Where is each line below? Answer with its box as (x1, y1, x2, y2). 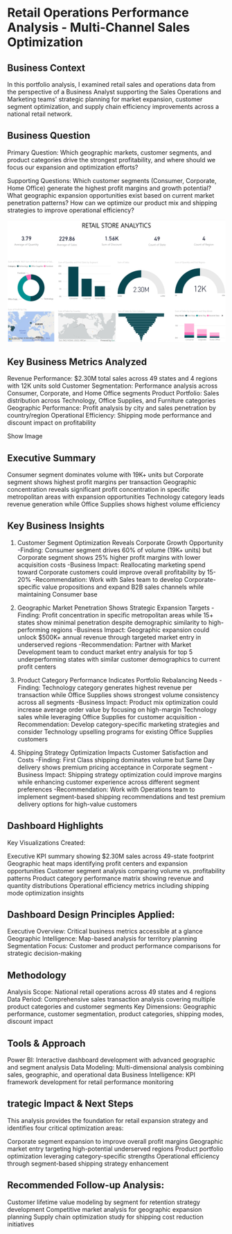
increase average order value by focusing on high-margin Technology (17, 705, 217, 714)
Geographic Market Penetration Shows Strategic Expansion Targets (17, 603, 210, 612)
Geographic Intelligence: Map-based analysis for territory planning (7, 934, 197, 943)
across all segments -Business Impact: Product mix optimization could (17, 698, 218, 706)
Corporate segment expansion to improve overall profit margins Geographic (7, 1137, 224, 1145)
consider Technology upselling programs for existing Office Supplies (17, 727, 213, 736)
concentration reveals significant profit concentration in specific (7, 485, 190, 493)
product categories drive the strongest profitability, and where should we (7, 155, 216, 164)
